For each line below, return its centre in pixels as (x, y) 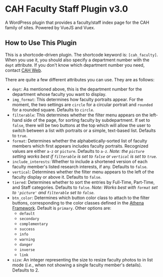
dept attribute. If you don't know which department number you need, (75, 65)
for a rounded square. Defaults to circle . (53, 110)
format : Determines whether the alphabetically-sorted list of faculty (80, 141)
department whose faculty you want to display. (59, 94)
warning (27, 240)
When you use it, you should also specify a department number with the (77, 60)
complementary (34, 224)
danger (26, 244)
